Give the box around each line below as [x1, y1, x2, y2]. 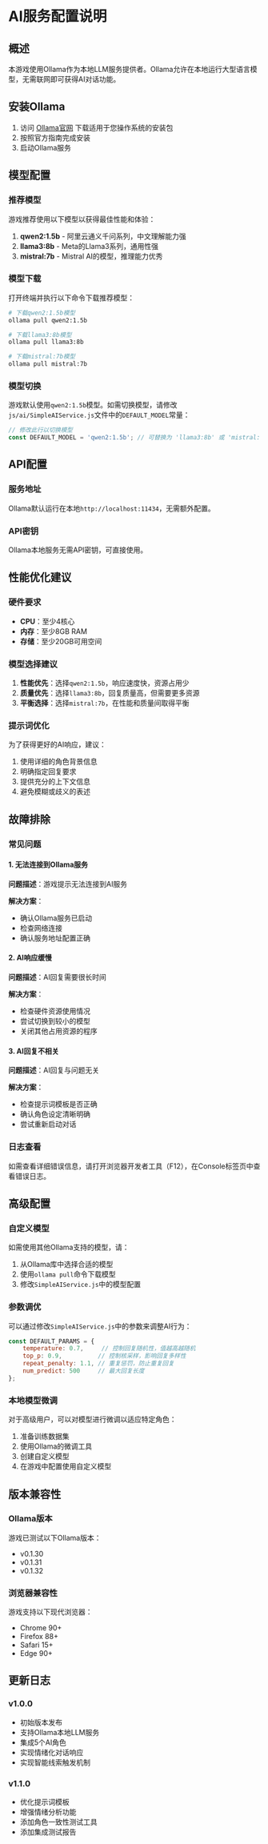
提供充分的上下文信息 [19, 777, 90, 787]
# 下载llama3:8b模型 [8, 331, 72, 339]
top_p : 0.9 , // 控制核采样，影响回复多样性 [22, 1352, 186, 1361]
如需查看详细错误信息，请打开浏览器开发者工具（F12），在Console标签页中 [8, 1161, 254, 1171]
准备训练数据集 [19, 1432, 70, 1441]
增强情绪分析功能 [19, 1807, 77, 1817]
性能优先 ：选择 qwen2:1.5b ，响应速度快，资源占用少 [19, 678, 190, 688]
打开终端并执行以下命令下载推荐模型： [8, 293, 134, 303]
